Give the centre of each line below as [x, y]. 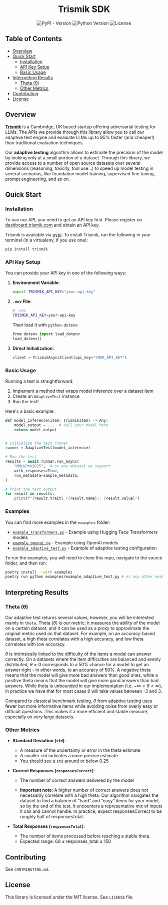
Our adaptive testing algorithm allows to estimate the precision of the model [84, 152]
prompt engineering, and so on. [38, 179]
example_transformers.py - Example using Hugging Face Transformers [85, 532]
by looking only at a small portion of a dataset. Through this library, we [78, 158]
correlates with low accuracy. [35, 644]
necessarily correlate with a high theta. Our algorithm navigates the [89, 795]
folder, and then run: [26, 563]
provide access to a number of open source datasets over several [73, 163]
